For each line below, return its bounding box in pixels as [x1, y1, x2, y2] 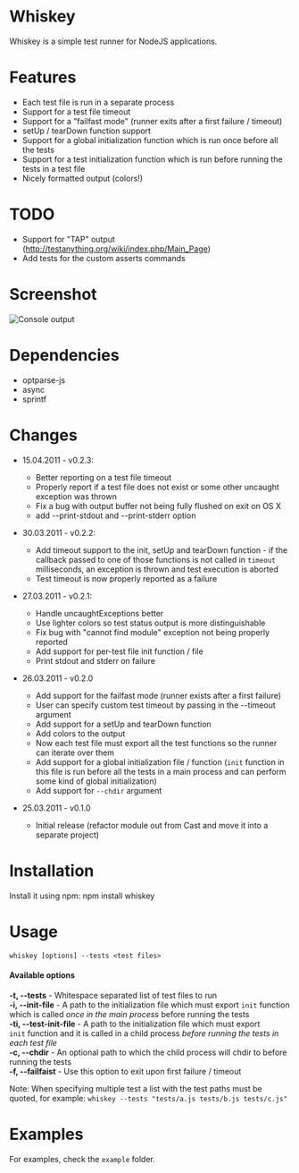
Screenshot [9, 285, 97, 304]
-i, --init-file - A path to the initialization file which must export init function [9, 999, 290, 1010]
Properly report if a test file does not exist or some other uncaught [35, 481, 279, 492]
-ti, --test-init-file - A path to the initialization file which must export [9, 1018, 261, 1029]
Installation [9, 861, 95, 880]
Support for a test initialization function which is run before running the [21, 154, 283, 165]
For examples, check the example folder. [9, 1153, 156, 1164]
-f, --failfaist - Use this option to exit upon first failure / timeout [9, 1066, 242, 1076]
